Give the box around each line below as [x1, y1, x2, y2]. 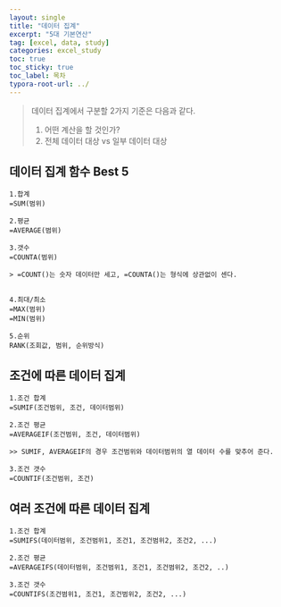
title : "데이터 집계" [9, 21, 80, 30]
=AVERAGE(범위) [9, 226, 62, 235]
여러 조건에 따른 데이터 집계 [9, 501, 150, 516]
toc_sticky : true [9, 63, 74, 72]
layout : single [9, 13, 66, 22]
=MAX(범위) [9, 305, 46, 314]
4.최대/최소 [9, 296, 46, 305]
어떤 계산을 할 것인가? [44, 124, 120, 135]
